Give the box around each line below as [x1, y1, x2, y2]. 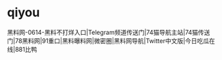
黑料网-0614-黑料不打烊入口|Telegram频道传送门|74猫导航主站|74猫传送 [7, 28, 210, 36]
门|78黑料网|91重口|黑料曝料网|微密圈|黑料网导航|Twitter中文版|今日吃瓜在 [7, 36, 215, 45]
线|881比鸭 [7, 45, 38, 53]
